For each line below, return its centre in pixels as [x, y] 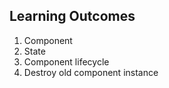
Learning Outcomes [72, 16]
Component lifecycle [66, 61]
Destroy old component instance [91, 72]
